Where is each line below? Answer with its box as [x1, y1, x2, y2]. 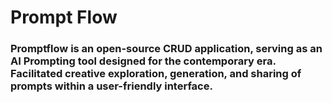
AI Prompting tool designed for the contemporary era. [10, 54, 277, 68]
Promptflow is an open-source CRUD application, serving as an [10, 42, 323, 56]
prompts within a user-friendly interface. [10, 79, 213, 93]
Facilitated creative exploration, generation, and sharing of [10, 67, 302, 81]
